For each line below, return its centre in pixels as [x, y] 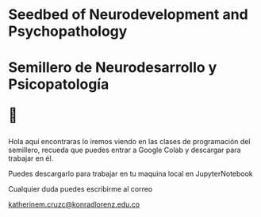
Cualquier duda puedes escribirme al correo [81, 189]
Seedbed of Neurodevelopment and [128, 15]
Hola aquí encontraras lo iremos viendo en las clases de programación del [129, 142]
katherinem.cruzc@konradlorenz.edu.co [74, 204]
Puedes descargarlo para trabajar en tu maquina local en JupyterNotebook [131, 174]
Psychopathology [68, 31]
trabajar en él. [31, 158]
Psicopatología [59, 84]
